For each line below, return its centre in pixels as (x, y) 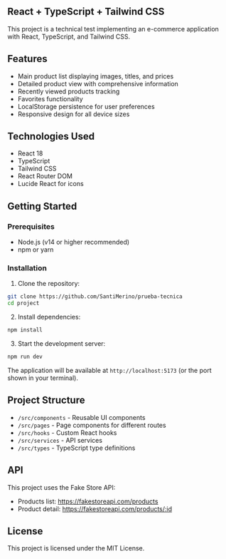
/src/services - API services (60, 440)
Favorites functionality (50, 98)
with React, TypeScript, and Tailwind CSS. (69, 36)
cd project (23, 303)
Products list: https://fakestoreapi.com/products (88, 501)
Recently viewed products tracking (69, 91)
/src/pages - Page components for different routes (92, 425)
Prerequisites (31, 226)
